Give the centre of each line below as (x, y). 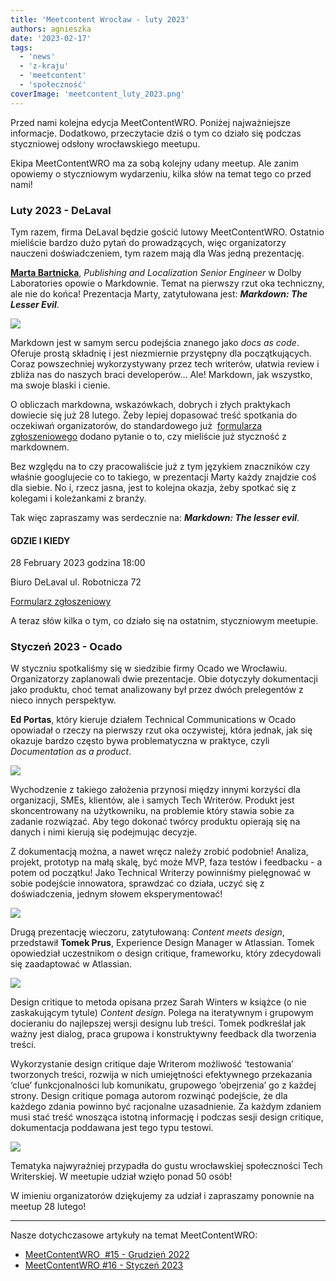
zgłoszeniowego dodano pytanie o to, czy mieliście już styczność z (149, 436)
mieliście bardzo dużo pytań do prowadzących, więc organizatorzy (148, 242)
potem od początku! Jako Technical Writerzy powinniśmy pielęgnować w (161, 873)
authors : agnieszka (51, 29)
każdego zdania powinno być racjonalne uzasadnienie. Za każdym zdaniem (166, 1107)
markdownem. (40, 447)
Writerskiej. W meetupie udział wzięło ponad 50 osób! (121, 1177)
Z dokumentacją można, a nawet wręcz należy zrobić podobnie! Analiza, (159, 852)
